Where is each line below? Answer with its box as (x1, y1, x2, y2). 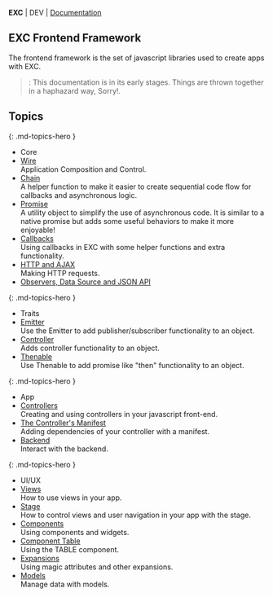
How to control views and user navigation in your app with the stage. (20, 510, 251, 520)
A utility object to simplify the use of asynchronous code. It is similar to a (20, 208, 265, 217)
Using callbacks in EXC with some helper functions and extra (20, 242, 226, 252)
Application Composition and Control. (20, 164, 147, 174)
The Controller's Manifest (20, 418, 106, 428)
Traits (20, 308, 40, 318)
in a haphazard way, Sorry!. (28, 86, 121, 95)
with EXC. (8, 61, 42, 71)
